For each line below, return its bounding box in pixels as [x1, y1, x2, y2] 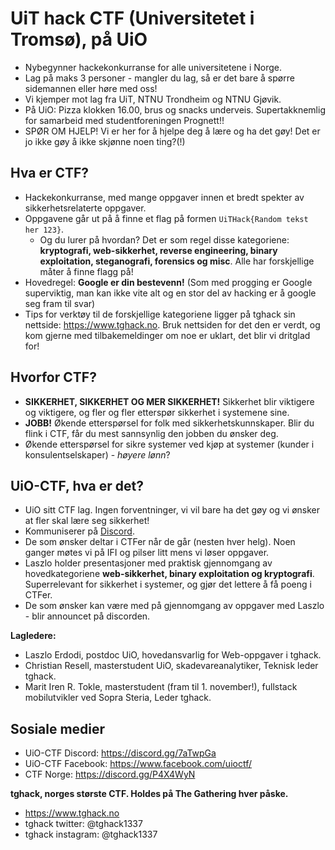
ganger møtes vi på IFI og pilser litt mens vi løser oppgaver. [24, 547, 270, 559]
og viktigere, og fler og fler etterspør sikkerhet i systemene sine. [24, 406, 290, 418]
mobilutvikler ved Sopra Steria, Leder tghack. [24, 692, 212, 704]
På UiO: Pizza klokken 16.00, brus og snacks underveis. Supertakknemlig [24, 103, 326, 116]
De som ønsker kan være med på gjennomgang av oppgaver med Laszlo [24, 600, 325, 612]
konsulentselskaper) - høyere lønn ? [24, 448, 171, 461]
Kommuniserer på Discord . [24, 525, 135, 537]
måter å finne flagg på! [39, 265, 134, 277]
